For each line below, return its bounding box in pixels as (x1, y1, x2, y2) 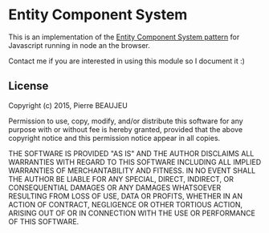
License (8, 79, 49, 93)
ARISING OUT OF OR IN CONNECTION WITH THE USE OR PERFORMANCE (8, 208, 255, 218)
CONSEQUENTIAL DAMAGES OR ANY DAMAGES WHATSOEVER (8, 183, 222, 192)
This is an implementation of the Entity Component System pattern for (8, 32, 240, 42)
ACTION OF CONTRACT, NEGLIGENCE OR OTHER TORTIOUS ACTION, (8, 199, 243, 209)
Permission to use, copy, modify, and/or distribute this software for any (8, 116, 243, 126)
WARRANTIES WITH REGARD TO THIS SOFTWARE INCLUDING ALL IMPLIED (8, 157, 262, 167)
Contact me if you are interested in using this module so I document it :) (8, 56, 245, 66)
